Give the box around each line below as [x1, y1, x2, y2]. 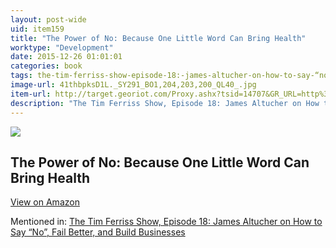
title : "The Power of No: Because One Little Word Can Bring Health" [10, 33, 307, 43]
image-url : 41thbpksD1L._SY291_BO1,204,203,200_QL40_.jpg [10, 80, 257, 90]
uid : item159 [10, 24, 65, 34]
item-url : [10, 89, 52, 99]
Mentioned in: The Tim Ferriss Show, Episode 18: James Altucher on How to [10, 216, 323, 228]
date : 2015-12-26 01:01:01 [10, 52, 123, 62]
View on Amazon [10, 196, 80, 208]
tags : [10, 71, 33, 81]
